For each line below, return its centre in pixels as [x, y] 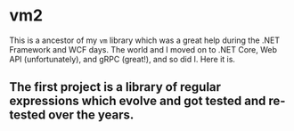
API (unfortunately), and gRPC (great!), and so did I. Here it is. [122, 59]
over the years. [91, 115]
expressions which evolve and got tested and [138, 101]
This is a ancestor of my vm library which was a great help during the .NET [145, 40]
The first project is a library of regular [115, 87]
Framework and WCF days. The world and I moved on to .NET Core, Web [143, 49]
